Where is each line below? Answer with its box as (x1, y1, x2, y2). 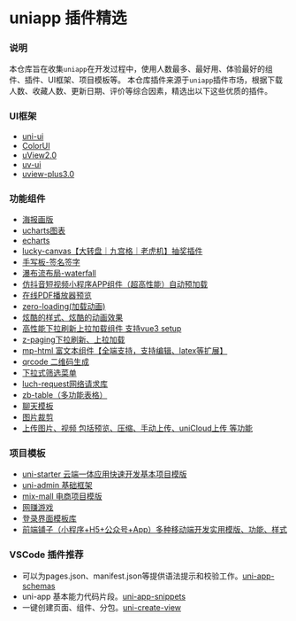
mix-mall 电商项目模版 (21, 491, 103, 501)
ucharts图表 (21, 225, 66, 236)
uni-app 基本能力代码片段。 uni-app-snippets (21, 591, 186, 602)
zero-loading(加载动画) (21, 301, 106, 312)
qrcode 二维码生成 (21, 356, 90, 368)
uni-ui (21, 130, 44, 142)
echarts (21, 236, 50, 246)
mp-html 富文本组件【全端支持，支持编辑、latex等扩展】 (21, 345, 228, 356)
